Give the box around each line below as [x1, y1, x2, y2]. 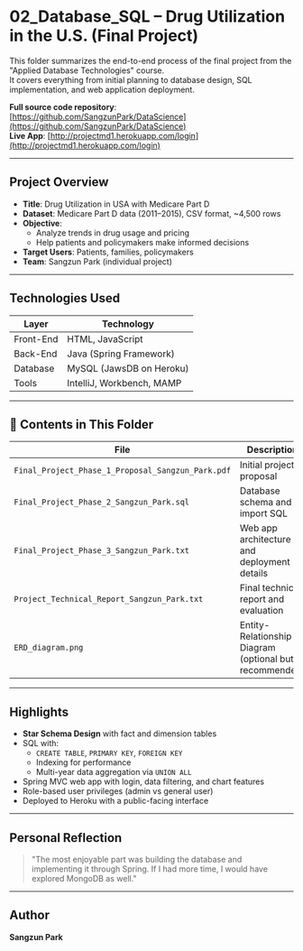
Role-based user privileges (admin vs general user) [22, 786, 214, 797]
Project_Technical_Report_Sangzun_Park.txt [14, 594, 204, 605]
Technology [102, 318, 155, 330]
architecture [239, 533, 291, 546]
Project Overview [9, 174, 109, 190]
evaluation [239, 605, 284, 617]
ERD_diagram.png [14, 642, 84, 653]
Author [9, 908, 50, 923]
